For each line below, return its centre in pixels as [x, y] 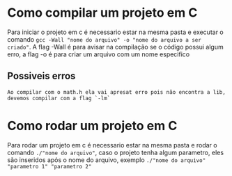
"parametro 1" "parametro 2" [49, 166]
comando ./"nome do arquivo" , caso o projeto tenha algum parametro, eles [116, 152]
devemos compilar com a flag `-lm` [59, 98]
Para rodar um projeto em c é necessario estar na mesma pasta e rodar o [112, 145]
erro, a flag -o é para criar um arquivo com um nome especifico [99, 54]
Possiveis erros [41, 76]
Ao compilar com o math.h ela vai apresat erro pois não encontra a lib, [117, 92]
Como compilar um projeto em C [102, 13]
